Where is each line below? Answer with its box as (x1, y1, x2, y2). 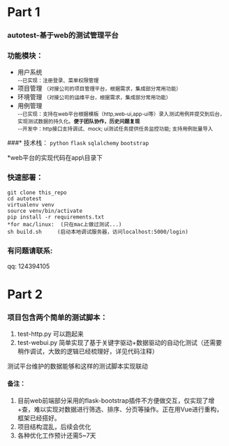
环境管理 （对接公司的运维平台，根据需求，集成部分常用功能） (17, 93, 172, 101)
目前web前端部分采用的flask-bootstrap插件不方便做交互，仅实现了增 (17, 396, 215, 405)
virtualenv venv (7, 201, 54, 208)
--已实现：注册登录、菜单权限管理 (17, 77, 99, 84)
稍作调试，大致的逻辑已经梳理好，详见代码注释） (17, 347, 158, 356)
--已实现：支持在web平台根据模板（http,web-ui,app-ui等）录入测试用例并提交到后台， (17, 111, 226, 118)
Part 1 (7, 4, 40, 20)
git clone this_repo (7, 189, 68, 196)
